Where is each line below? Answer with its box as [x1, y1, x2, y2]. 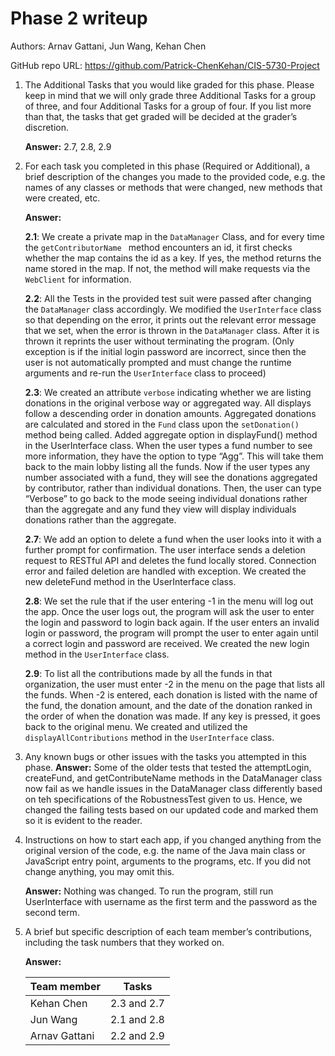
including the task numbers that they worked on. [24, 936, 225, 948]
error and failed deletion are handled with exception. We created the [24, 565, 307, 577]
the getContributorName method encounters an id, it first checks [24, 241, 293, 253]
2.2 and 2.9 [109, 1028, 165, 1042]
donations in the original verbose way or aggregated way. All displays [24, 397, 312, 409]
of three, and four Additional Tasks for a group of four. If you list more [24, 100, 312, 112]
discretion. [24, 121, 70, 133]
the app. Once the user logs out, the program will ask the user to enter [24, 605, 315, 617]
